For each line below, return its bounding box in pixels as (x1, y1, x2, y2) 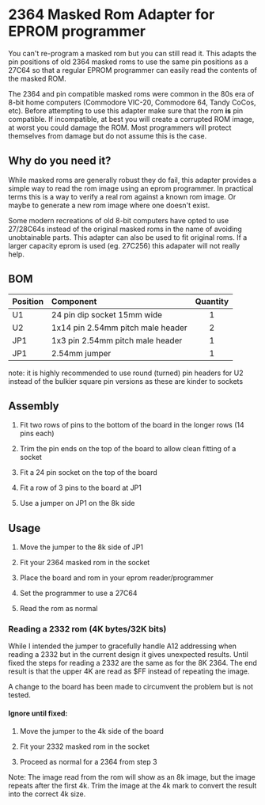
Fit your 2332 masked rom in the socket (19, 742, 150, 751)
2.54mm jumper (51, 347, 112, 359)
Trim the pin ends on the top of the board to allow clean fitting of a (19, 444, 237, 454)
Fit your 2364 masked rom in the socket (19, 558, 150, 568)
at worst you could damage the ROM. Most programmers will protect (8, 123, 232, 132)
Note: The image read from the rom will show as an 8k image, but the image (8, 772, 256, 781)
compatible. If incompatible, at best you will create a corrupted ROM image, (8, 114, 255, 123)
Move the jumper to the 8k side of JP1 (19, 542, 144, 552)
